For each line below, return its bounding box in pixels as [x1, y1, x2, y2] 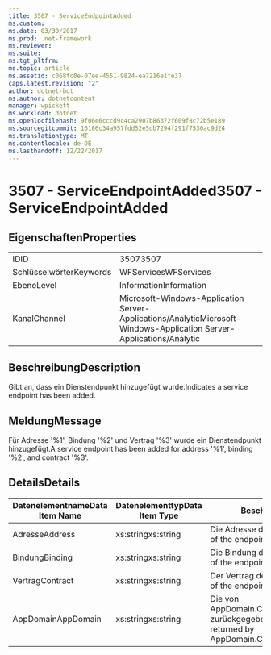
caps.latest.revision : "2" [8, 79, 99, 87]
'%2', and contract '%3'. [8, 453, 89, 462]
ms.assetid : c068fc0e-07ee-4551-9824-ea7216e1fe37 [8, 72, 182, 80]
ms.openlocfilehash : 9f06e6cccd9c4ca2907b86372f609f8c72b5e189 [8, 117, 226, 125]
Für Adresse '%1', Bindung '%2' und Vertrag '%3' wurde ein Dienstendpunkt [8, 436, 262, 444]
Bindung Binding [12, 552, 73, 563]
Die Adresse [210, 524, 256, 535]
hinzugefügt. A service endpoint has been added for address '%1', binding [8, 444, 253, 453]
